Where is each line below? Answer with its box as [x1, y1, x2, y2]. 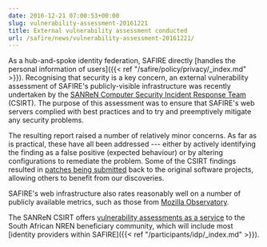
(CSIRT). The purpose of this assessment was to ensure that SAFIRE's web [8, 98, 255, 108]
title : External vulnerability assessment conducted [8, 26, 188, 34]
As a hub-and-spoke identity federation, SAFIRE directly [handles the [8, 56, 236, 66]
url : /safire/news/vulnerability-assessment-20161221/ [8, 34, 195, 42]
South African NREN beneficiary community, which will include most [8, 221, 233, 231]
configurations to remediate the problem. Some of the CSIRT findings [8, 157, 237, 166]
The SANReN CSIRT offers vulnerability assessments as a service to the [8, 213, 245, 222]
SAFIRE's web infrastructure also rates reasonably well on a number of [8, 189, 241, 198]
